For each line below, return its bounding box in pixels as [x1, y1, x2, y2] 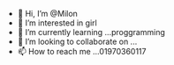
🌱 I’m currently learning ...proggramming [17, 27, 166, 37]
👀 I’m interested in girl [17, 18, 97, 28]
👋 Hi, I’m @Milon [17, 9, 78, 18]
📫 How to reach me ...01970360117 [17, 47, 147, 56]
